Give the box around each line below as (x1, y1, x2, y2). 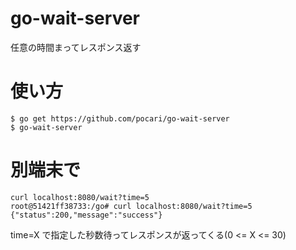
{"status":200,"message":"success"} (10, 210, 163, 220)
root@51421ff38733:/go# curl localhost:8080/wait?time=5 (10, 201, 253, 211)
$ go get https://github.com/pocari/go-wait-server (10, 113, 230, 124)
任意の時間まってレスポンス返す (10, 41, 142, 53)
